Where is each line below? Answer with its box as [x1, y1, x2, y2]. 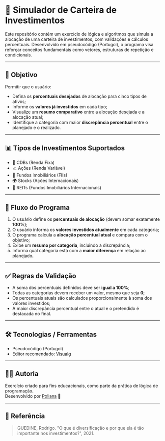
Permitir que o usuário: [5, 83, 52, 90]
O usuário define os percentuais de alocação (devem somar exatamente [12, 216, 160, 222]
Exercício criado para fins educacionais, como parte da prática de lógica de [5, 383, 158, 389]
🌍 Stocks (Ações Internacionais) [12, 178, 79, 183]
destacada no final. [12, 311, 52, 317]
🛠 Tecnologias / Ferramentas [5, 330, 97, 338]
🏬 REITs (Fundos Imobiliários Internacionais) [12, 184, 102, 190]
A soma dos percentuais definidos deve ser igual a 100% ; [12, 285, 130, 291]
